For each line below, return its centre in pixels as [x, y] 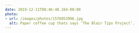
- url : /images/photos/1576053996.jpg [44, 18]
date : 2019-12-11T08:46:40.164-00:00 [43, 9]
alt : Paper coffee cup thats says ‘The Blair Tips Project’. [72, 23]
